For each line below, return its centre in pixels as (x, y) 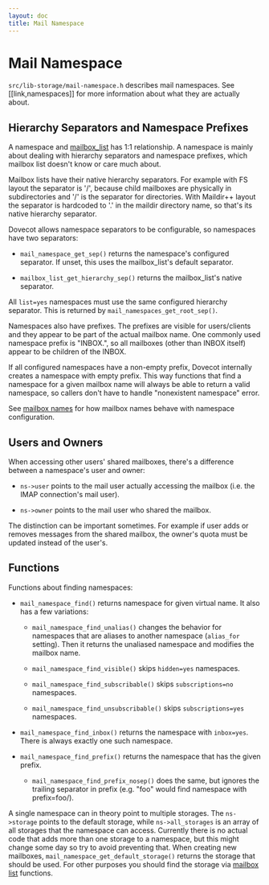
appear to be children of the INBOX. (67, 352)
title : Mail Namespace (46, 23)
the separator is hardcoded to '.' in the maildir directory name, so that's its (130, 205)
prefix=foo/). (53, 797)
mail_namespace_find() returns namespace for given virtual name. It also (140, 603)
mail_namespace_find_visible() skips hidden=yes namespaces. (136, 668)
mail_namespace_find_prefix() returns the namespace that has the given (140, 756)
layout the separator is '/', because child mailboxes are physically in (120, 188)
